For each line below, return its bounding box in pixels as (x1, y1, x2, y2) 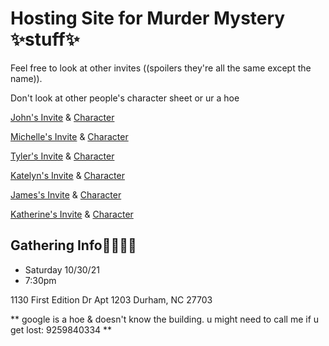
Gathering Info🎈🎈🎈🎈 (10, 237, 137, 254)
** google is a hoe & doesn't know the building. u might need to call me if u (10, 313, 320, 325)
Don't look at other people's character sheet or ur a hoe (10, 92, 240, 104)
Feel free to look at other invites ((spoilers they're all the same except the (10, 62, 312, 74)
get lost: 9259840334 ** (10, 323, 113, 336)
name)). (10, 72, 43, 84)
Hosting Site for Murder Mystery (10, 7, 286, 30)
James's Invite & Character (10, 188, 122, 201)
